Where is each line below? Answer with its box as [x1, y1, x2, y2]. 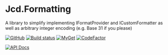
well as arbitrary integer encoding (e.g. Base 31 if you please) [5, 25, 132, 31]
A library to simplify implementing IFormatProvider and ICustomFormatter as [5, 20, 163, 26]
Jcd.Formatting [5, 3, 71, 15]
